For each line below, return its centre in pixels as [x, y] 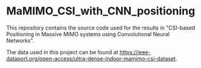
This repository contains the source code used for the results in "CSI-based [101, 28]
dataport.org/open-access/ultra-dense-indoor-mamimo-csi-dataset [91, 58]
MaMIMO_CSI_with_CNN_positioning [101, 11]
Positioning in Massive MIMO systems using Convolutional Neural [88, 34]
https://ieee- [135, 52]
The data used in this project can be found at [62, 52]
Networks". [20, 40]
